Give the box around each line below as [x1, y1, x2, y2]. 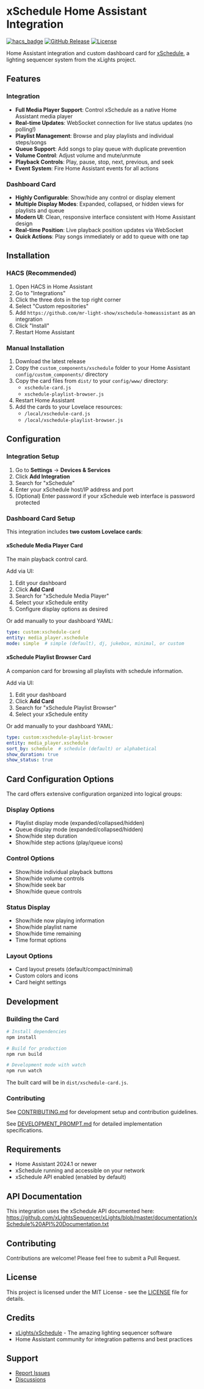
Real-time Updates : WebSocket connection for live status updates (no [15, 119, 193, 126]
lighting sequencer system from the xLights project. [6, 56, 136, 63]
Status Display [6, 903, 51, 911]
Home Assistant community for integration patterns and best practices [15, 1335, 193, 1342]
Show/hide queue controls [15, 887, 82, 895]
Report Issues [15, 1369, 51, 1377]
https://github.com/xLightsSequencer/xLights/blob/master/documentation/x [6, 1214, 197, 1221]
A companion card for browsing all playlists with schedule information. [6, 667, 183, 674]
